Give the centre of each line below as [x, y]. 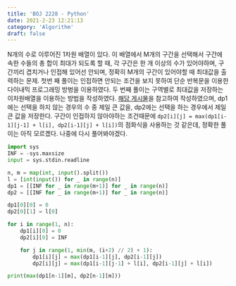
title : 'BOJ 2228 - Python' [49, 14]
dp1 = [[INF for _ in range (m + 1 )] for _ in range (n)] [88, 186]
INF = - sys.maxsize [36, 154]
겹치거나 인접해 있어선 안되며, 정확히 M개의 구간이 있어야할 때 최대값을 [123, 72]
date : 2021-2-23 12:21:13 [45, 20]
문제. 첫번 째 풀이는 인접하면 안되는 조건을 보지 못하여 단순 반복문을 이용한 [127, 81]
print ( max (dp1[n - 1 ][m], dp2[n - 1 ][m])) [64, 276]
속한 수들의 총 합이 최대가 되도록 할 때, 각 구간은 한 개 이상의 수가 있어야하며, [112, 63]
